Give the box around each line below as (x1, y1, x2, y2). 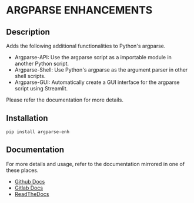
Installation (6, 113, 48, 123)
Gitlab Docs (14, 184, 43, 191)
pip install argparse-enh (6, 128, 69, 135)
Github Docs (14, 178, 45, 185)
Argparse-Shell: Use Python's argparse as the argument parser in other (14, 66, 188, 73)
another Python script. (14, 60, 69, 67)
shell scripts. (14, 73, 46, 79)
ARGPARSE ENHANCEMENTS (6, 4, 153, 17)
